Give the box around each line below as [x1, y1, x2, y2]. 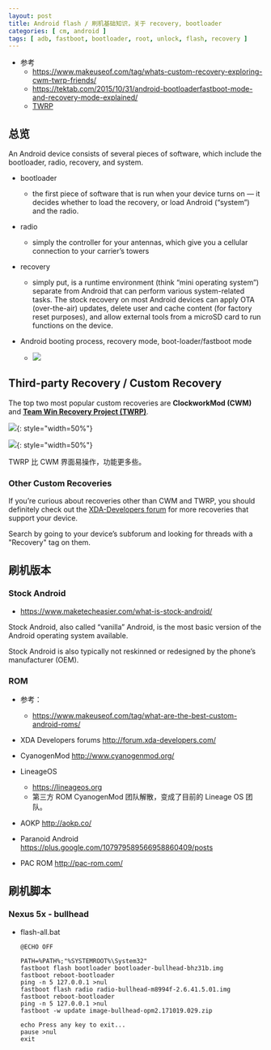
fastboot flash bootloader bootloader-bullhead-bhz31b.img [19, 964, 224, 972]
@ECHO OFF [19, 942, 54, 951]
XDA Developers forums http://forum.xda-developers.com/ [19, 735, 217, 745]
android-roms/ [32, 719, 81, 730]
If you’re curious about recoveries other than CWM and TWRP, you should [8, 496, 256, 506]
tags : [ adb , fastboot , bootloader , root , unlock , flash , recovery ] [8, 34, 248, 43]
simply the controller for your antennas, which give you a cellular [32, 238, 248, 247]
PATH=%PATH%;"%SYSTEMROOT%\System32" [19, 957, 148, 965]
